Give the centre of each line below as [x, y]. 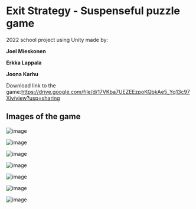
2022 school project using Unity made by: [57, 40]
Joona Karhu [22, 74]
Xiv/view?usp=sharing [33, 98]
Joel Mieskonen [26, 51]
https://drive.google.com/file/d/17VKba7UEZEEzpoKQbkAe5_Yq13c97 [106, 92]
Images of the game [43, 117]
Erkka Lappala [24, 63]
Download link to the [31, 85]
